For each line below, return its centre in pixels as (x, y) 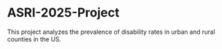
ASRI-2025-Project (63, 13)
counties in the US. (34, 39)
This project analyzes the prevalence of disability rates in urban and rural (111, 32)
